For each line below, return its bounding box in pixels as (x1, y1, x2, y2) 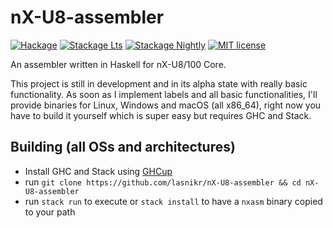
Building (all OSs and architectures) (10, 139, 236, 156)
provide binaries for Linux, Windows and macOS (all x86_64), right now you (10, 99, 322, 111)
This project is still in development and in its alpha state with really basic (10, 77, 308, 90)
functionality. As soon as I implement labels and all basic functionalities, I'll (10, 88, 318, 100)
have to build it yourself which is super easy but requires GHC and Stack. (10, 109, 312, 121)
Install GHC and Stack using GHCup (24, 165, 173, 177)
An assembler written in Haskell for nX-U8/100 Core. (10, 58, 227, 70)
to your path (24, 206, 76, 218)
